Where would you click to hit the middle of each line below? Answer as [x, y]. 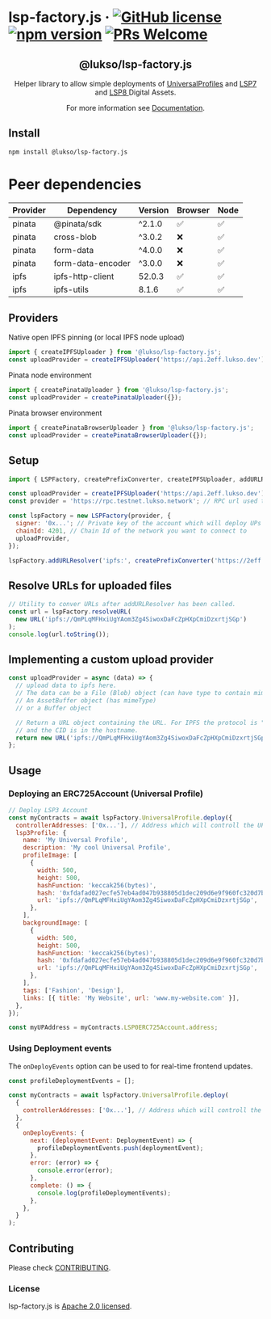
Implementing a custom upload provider [111, 659]
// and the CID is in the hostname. [77, 730]
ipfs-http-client [84, 276]
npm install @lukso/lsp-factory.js [68, 152]
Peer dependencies [75, 184]
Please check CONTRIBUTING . [60, 1268]
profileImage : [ [50, 855]
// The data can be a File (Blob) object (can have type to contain [133, 693]
